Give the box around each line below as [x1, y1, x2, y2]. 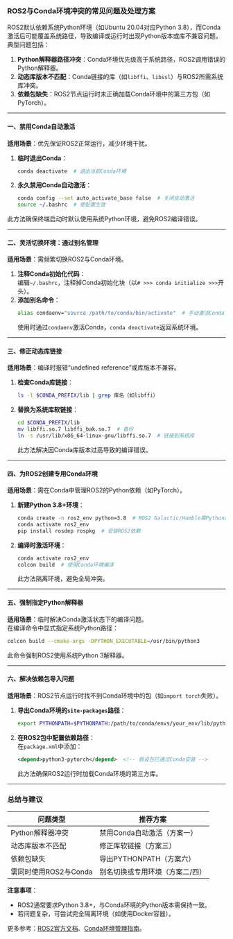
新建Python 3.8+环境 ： [17, 501, 85, 509]
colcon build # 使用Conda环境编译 [17, 561, 114, 568]
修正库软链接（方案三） [99, 841, 176, 850]
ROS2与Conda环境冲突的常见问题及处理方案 [7, 6, 156, 15]
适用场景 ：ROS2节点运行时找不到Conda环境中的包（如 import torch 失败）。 [7, 691, 223, 700]
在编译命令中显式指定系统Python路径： [7, 623, 119, 632]
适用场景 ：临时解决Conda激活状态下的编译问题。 [7, 615, 148, 623]
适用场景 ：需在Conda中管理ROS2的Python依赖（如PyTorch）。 [7, 486, 187, 494]
